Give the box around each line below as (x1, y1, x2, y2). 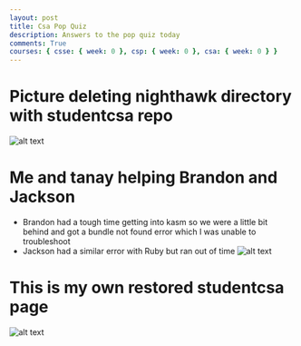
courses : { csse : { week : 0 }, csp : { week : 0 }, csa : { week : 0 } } (9, 47, 278, 56)
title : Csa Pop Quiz (9, 22, 88, 31)
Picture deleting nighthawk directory (9, 86, 292, 107)
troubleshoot (22, 236, 71, 246)
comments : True (9, 38, 67, 48)
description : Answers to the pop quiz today (9, 30, 180, 39)
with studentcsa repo (9, 105, 174, 126)
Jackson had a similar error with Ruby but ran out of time (22, 246, 236, 256)
